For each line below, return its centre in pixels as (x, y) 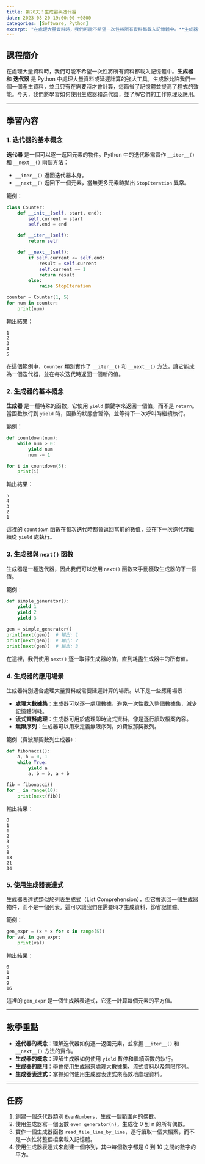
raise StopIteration (65, 286)
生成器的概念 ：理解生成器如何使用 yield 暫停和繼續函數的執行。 (96, 1058)
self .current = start (56, 219)
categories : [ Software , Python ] (47, 23)
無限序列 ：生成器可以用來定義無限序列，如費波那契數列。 (87, 726)
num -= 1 (39, 455)
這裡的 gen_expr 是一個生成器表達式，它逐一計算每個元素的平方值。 (91, 1000)
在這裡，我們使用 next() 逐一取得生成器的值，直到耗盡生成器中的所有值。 (99, 659)
